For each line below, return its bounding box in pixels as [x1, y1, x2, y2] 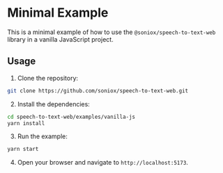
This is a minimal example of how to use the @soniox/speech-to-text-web [7, 28, 216, 36]
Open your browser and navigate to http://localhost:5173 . [17, 158, 188, 167]
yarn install [7, 120, 45, 126]
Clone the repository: [17, 74, 79, 82]
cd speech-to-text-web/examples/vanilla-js [7, 113, 136, 120]
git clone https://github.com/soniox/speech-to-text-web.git [7, 87, 189, 94]
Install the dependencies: [17, 99, 91, 108]
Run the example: [17, 132, 68, 140]
